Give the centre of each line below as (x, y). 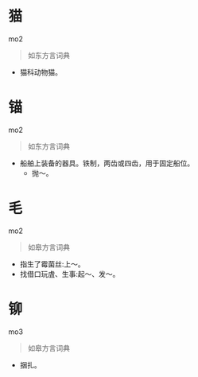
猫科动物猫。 (41, 72)
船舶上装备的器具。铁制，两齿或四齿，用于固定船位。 (107, 163)
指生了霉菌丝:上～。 (52, 264)
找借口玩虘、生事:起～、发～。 (70, 274)
